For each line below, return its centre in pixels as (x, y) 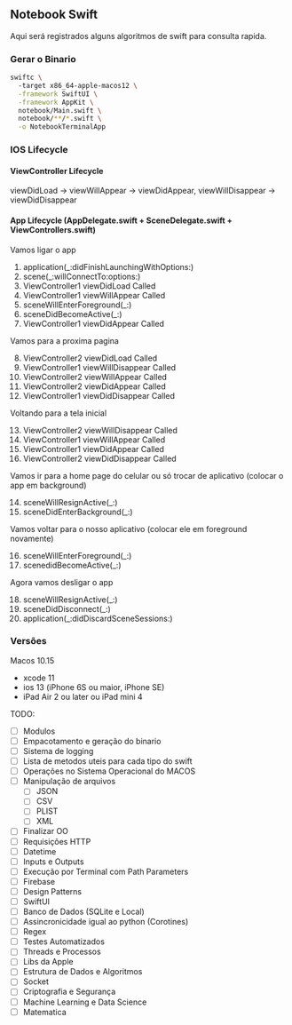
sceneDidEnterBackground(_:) (78, 512)
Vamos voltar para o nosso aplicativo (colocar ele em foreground (129, 528)
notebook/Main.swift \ (60, 110)
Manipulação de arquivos (69, 782)
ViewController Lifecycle (57, 171)
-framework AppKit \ (56, 102)
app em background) (48, 485)
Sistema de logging (58, 751)
